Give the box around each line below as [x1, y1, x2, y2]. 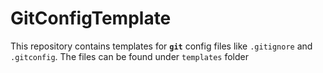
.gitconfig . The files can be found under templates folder [10, 50, 249, 62]
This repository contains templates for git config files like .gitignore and [10, 40, 313, 52]
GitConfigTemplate [10, 7, 172, 30]
